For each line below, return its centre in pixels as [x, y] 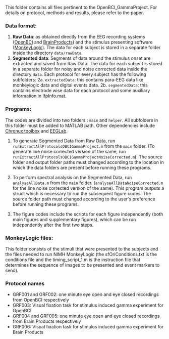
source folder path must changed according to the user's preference [84, 199]
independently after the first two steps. [53, 225]
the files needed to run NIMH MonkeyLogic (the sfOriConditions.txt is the [81, 254]
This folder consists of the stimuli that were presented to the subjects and [82, 249]
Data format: [21, 26]
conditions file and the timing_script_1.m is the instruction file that [73, 260]
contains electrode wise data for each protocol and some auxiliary [81, 91]
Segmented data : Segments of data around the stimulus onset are [81, 58]
